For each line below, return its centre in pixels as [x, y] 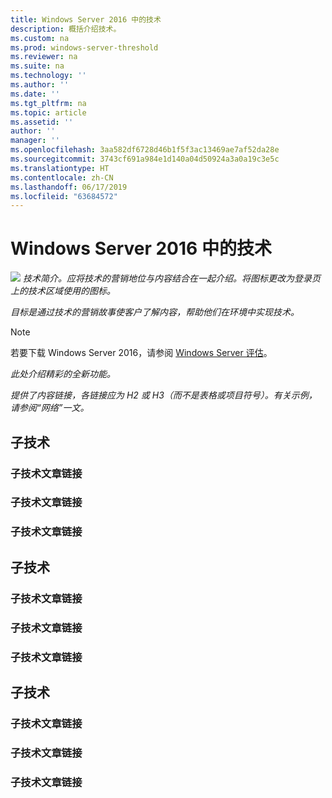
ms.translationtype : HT [60, 168]
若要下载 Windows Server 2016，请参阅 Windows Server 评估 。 [141, 353]
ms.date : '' [35, 94]
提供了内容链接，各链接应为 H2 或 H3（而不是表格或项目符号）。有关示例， [164, 395]
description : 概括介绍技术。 [66, 29]
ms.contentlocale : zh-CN [62, 177]
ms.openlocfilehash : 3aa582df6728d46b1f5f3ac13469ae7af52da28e [145, 150]
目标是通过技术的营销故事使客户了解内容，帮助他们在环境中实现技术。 [155, 312]
